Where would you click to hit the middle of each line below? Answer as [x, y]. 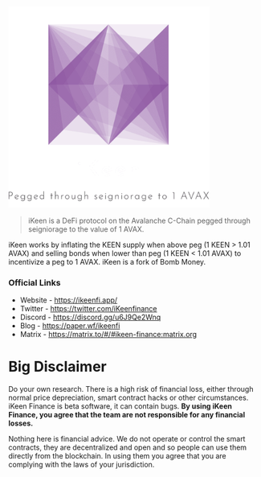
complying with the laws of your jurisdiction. [82, 465]
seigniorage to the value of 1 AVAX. [86, 229]
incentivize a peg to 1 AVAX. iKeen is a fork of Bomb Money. [107, 262]
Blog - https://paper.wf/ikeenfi [70, 326]
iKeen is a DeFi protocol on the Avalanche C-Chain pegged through [139, 220]
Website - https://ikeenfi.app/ [69, 300]
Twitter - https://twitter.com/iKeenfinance [89, 309]
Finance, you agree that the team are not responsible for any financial [127, 415]
